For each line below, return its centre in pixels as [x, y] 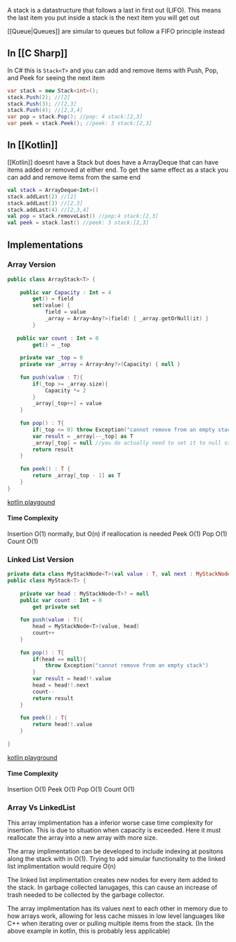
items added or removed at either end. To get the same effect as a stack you [118, 170]
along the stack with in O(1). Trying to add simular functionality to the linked [117, 859]
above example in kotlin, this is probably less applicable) [89, 931]
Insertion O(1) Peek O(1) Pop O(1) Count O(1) [71, 789]
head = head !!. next [61, 685]
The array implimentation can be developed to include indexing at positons [115, 851]
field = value [65, 312]
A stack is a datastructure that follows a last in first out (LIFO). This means [114, 10]
